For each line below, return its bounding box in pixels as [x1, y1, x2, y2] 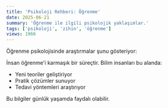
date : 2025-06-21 [6, 14, 50, 20]
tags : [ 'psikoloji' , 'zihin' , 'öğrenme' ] [6, 25, 112, 32]
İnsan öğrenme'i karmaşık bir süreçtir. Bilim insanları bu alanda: [6, 59, 162, 67]
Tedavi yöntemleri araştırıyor [14, 83, 86, 91]
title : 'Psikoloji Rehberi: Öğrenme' [6, 8, 101, 15]
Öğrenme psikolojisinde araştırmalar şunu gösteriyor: [6, 47, 137, 55]
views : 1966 [6, 31, 36, 37]
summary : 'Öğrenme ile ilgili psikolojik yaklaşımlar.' [6, 20, 149, 26]
